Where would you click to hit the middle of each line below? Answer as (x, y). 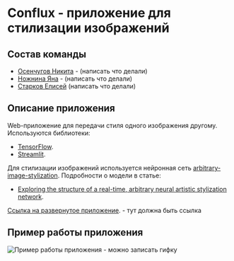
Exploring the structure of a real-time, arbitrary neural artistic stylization (122, 189)
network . (30, 197)
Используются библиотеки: (49, 133)
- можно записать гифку (141, 250)
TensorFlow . (35, 146)
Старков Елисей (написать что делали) (77, 86)
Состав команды (47, 54)
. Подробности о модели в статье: (109, 175)
